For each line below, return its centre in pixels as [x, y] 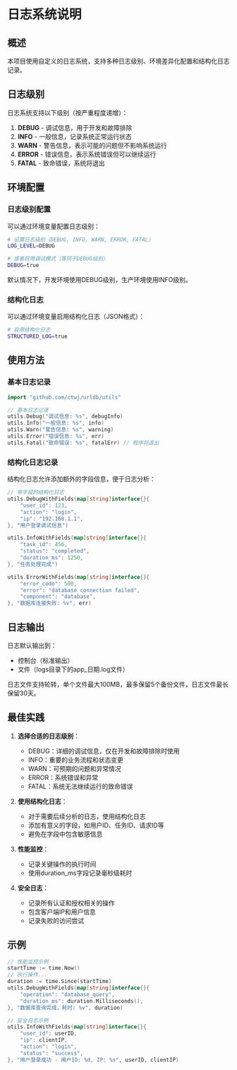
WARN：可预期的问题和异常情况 [74, 768]
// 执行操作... [28, 975]
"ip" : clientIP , [44, 1040]
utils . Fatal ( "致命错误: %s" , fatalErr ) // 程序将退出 [83, 442]
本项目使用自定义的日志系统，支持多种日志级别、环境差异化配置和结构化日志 [119, 61]
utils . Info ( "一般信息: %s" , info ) [56, 423]
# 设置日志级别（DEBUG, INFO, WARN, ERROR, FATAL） [80, 240]
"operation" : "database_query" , [67, 994]
